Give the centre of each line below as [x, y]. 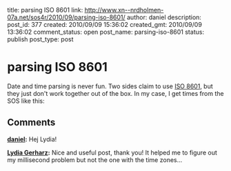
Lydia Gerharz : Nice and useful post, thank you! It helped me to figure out [112, 152]
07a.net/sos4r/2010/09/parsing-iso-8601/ [66, 17]
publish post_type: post [40, 39]
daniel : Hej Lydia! [32, 139]
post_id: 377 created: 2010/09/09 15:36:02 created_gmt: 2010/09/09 [104, 24]
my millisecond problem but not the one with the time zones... [95, 160]
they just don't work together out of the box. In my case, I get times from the [115, 93]
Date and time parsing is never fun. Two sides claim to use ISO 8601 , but [110, 86]
